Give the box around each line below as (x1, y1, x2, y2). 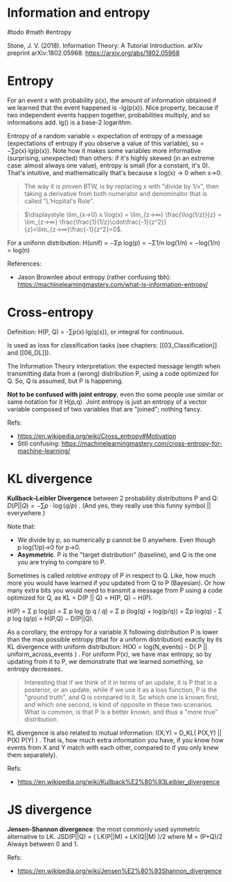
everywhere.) (7, 509, 46, 517)
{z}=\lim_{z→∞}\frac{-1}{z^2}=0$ (24, 224, 121, 234)
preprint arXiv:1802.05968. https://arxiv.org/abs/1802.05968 (7, 49, 180, 57)
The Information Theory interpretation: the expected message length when (7, 361, 221, 370)
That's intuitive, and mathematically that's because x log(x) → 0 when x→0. (7, 168, 222, 177)
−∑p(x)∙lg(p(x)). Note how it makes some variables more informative (7, 146, 202, 154)
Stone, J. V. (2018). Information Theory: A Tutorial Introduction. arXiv (7, 41, 203, 49)
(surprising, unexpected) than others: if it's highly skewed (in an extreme (7, 154, 215, 162)
